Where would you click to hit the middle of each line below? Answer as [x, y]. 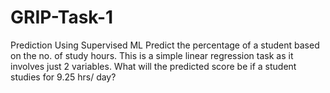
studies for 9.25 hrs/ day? [63, 77]
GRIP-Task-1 [62, 17]
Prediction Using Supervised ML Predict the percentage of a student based [165, 45]
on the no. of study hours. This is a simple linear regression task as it [152, 55]
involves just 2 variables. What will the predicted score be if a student [153, 66]
